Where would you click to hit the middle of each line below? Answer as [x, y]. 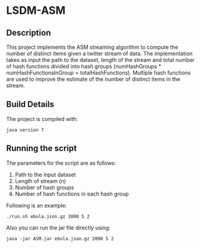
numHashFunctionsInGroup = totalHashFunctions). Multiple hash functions [98, 73]
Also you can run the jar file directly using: [58, 228]
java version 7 [25, 130]
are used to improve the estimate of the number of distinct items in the [93, 79]
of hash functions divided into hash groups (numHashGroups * [84, 66]
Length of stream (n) [40, 181]
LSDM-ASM [36, 11]
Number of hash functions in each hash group [72, 194]
